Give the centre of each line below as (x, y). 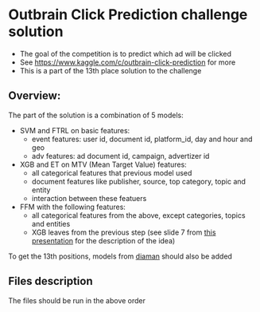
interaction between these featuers (89, 198)
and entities (51, 223)
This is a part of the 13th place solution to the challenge (111, 70)
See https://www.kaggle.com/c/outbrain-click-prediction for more (128, 62)
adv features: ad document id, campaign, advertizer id (120, 156)
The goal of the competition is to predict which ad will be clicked (126, 53)
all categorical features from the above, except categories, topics (138, 215)
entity (41, 190)
